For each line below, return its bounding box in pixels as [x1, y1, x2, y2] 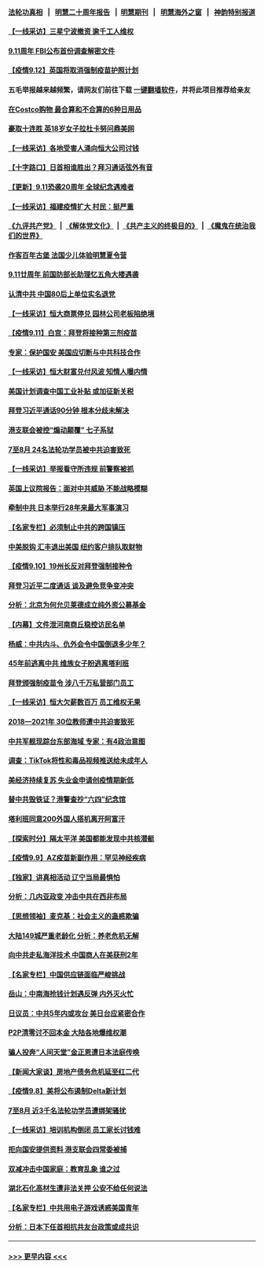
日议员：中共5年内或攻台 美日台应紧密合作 [8, 1008, 145, 1017]
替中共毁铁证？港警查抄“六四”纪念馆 [8, 794, 126, 804]
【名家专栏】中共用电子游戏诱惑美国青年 [8, 1203, 139, 1212]
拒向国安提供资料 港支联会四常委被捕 [8, 1145, 127, 1154]
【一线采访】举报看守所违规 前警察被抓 [8, 464, 134, 474]
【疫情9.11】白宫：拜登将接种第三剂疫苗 [8, 328, 137, 338]
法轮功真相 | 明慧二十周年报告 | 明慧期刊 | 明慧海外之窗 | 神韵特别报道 [8, 7, 256, 16]
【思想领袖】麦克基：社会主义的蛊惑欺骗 [8, 911, 139, 921]
